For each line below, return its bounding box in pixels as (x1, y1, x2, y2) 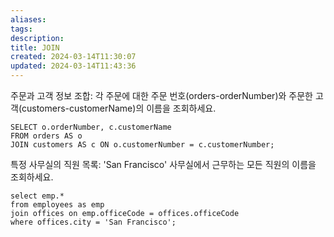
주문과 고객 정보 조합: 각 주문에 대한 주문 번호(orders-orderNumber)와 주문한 (10, 90, 313, 101)
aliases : (10, 14, 47, 25)
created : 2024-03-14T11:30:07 (10, 52, 137, 62)
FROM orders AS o (10, 131, 83, 141)
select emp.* (10, 191, 65, 201)
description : (10, 33, 65, 43)
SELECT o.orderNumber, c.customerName (10, 122, 172, 132)
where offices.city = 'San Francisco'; (10, 217, 177, 227)
